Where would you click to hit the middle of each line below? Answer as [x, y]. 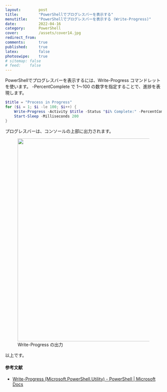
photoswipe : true [27, 56]
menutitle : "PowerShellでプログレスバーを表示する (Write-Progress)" [78, 19]
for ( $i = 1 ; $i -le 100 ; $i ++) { [41, 107]
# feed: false [23, 65]
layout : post [27, 10]
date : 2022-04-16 [33, 24]
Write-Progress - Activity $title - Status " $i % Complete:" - [78, 111]
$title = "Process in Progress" [39, 102]
